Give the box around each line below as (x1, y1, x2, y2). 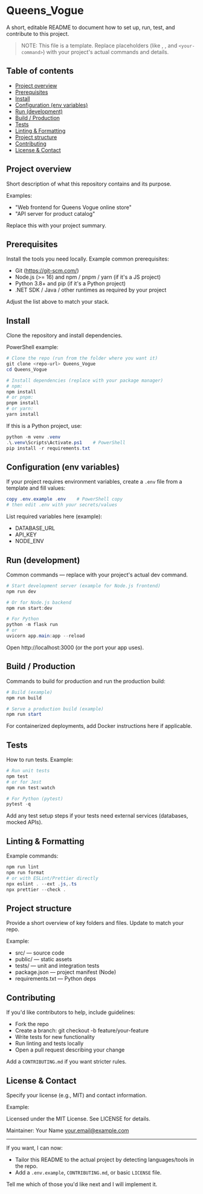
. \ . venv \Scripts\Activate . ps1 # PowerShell (6, 439, 126, 445)
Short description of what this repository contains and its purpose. (6, 180, 172, 187)
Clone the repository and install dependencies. (6, 332, 123, 339)
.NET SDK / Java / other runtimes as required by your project (14, 286, 167, 294)
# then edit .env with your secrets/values (6, 502, 118, 508)
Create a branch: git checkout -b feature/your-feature (14, 1027, 149, 1034)
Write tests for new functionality (14, 1033, 95, 1041)
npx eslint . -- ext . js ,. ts (6, 881, 77, 887)
